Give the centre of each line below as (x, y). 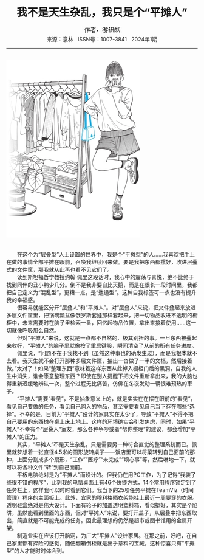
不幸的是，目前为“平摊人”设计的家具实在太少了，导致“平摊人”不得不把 (106, 413)
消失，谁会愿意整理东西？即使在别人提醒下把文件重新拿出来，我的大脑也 (107, 376)
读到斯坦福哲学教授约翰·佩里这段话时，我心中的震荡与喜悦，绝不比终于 (105, 277)
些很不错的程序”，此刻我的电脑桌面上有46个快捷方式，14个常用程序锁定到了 (101, 482)
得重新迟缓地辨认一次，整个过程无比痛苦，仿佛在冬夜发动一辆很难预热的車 (99, 383)
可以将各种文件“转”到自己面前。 (46, 467)
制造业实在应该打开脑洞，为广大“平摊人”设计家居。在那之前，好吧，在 (104, 535)
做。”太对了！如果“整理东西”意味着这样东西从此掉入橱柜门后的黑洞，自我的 (99, 368)
